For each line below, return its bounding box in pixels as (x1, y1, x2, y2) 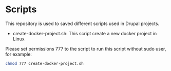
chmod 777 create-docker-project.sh (5, 61, 84, 66)
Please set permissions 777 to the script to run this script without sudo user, (5, 45, 166, 52)
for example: (5, 51, 32, 57)
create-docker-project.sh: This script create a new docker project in (12, 30, 157, 36)
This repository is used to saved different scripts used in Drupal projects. (5, 20, 160, 27)
